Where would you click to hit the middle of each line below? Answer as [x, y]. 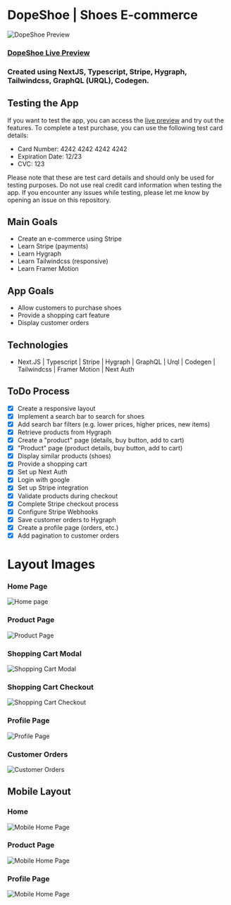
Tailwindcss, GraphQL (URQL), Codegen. [79, 80]
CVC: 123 [31, 164]
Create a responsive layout [56, 408]
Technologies [38, 345]
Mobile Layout [39, 792]
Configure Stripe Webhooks [58, 512]
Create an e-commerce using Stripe [69, 239]
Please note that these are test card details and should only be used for [111, 177]
